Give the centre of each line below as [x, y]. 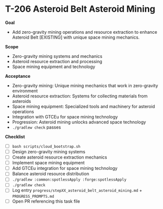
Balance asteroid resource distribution [51, 174]
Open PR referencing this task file [46, 201]
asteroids [22, 101]
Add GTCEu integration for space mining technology [65, 168]
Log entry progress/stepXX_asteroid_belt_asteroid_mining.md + [77, 190]
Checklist [15, 137]
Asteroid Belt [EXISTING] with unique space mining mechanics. [76, 37]
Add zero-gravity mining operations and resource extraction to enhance [85, 32]
